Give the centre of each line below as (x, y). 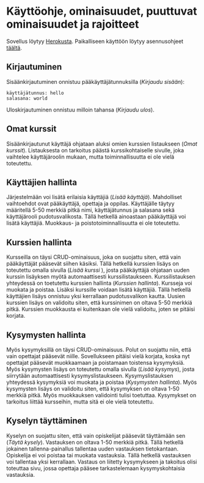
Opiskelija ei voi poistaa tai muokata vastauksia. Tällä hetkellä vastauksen (99, 455)
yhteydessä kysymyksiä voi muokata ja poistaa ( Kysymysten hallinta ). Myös (102, 382)
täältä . (14, 48)
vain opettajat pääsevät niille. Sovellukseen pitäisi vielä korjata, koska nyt (98, 356)
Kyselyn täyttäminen (47, 421)
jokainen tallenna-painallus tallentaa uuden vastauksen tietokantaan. (93, 449)
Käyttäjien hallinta (42, 182)
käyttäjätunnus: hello (35, 93)
